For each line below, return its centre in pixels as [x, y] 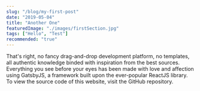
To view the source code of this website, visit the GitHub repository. [90, 81]
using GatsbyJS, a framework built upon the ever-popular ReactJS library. [97, 75]
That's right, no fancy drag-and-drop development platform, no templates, [98, 56]
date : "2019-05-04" [31, 17]
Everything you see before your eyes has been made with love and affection [100, 69]
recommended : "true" [32, 39]
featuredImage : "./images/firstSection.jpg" [63, 28]
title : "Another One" [33, 23]
